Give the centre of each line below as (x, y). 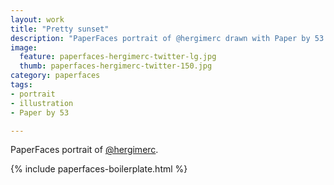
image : (24, 47)
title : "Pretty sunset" (60, 29)
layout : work (37, 19)
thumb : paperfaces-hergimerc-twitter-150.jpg (116, 66)
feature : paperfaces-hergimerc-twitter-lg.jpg (118, 57)
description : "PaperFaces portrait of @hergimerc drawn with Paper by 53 (167, 38)
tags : (21, 85)
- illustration (42, 103)
